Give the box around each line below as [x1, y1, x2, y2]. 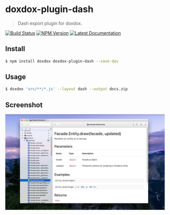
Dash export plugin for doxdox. [17, 20, 82, 26]
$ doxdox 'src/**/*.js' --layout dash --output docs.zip [5, 87, 128, 92]
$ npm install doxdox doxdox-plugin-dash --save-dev [5, 59, 119, 64]
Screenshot [5, 100, 43, 109]
